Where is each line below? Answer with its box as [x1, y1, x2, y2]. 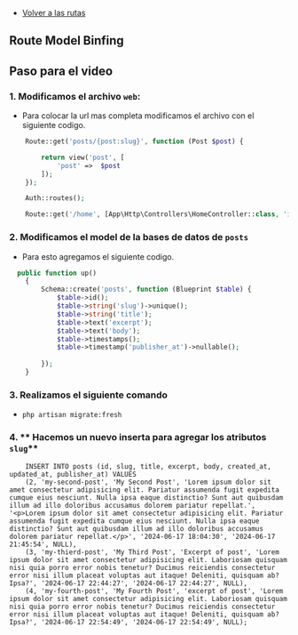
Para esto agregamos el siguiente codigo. [21, 251, 175, 261]
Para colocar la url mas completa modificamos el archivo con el [21, 110, 255, 121]
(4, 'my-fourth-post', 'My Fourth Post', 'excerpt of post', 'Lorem [25, 587, 284, 596]
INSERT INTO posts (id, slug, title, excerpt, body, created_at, [25, 462, 272, 471]
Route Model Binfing [9, 33, 124, 48]
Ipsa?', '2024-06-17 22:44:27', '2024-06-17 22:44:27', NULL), [9, 579, 248, 588]
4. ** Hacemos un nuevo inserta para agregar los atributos [9, 431, 267, 444]
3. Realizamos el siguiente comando [9, 389, 169, 401]
